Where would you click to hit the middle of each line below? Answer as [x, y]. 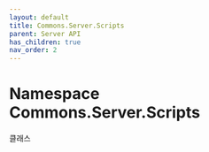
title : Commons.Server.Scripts [67, 26]
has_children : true [45, 42]
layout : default [39, 17]
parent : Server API [45, 34]
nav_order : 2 [33, 50]
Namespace [54, 94]
